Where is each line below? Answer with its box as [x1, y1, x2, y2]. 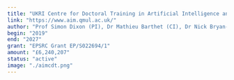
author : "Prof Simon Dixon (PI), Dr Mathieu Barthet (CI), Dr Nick [7, 23, 208, 30]
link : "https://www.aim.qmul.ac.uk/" [7, 17, 117, 24]
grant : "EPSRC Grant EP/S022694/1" [7, 42, 111, 49]
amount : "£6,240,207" [7, 49, 70, 56]
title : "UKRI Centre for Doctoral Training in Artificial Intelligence [7, 10, 219, 17]
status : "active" [7, 56, 58, 63]
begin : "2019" [7, 29, 49, 37]
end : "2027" [7, 36, 42, 43]
